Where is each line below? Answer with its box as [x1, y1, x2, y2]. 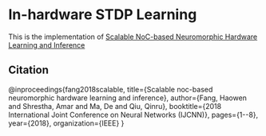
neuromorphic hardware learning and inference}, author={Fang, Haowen [8, 93, 248, 103]
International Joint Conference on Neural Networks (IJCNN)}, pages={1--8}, [8, 110, 259, 119]
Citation [8, 64, 50, 77]
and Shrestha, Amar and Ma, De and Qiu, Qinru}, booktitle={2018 [8, 101, 222, 111]
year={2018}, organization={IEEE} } [8, 118, 125, 128]
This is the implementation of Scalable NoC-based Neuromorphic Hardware [8, 32, 258, 41]
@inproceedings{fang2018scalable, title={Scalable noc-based [8, 84, 213, 94]
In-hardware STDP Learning [8, 6, 197, 24]
